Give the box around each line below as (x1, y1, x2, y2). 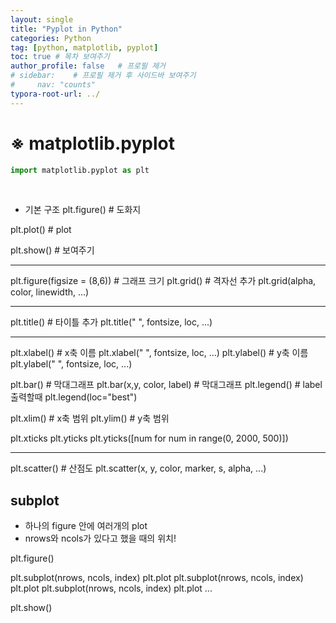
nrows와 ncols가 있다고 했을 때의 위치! (24, 532, 177, 545)
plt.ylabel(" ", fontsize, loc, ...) (10, 358, 133, 370)
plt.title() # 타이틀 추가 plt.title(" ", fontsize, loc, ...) (10, 316, 213, 328)
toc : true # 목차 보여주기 (10, 52, 110, 62)
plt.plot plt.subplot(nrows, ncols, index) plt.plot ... (10, 582, 213, 595)
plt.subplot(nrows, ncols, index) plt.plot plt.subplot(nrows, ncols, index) (10, 572, 304, 584)
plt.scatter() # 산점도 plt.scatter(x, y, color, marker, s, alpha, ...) (10, 462, 267, 475)
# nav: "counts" (10, 80, 97, 90)
